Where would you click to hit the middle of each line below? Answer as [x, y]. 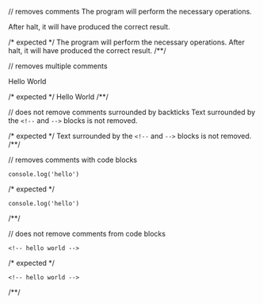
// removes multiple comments [58, 66]
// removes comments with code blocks [72, 160]
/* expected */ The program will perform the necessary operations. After [127, 42]
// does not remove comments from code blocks [87, 234]
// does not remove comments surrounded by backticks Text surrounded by [132, 112]
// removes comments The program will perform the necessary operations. [130, 12]
